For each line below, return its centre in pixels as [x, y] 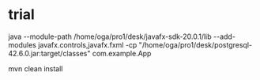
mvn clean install [36, 68]
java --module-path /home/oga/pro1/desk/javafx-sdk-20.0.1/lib [110, 36]
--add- [224, 36]
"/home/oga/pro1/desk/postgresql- [196, 44]
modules [23, 44]
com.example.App [122, 53]
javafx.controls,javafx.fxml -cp [88, 44]
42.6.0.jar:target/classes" [49, 53]
